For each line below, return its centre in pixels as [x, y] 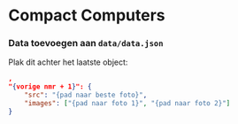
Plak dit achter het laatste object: [68, 62]
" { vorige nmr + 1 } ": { [50, 87]
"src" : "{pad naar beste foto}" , [86, 95]
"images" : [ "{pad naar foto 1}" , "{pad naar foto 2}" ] [127, 104]
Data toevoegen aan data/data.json [86, 43]
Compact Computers [87, 15]
